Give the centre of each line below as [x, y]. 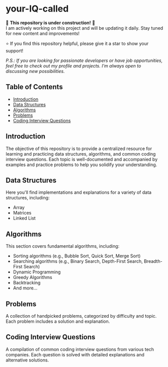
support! [15, 50]
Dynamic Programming [37, 272]
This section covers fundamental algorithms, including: [63, 246]
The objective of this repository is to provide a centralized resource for [79, 149]
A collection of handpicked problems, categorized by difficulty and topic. [81, 316]
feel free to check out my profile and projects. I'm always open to [73, 65]
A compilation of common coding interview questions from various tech [80, 349]
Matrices [22, 213]
